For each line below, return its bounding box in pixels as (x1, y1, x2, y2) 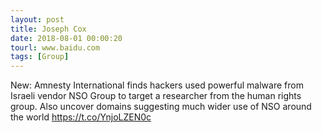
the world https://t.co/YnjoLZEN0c (10, 111, 152, 123)
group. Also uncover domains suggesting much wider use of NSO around (10, 101, 312, 113)
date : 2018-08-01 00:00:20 (10, 33, 123, 43)
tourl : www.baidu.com (10, 42, 101, 53)
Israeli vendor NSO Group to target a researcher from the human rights (10, 90, 302, 102)
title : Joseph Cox (10, 24, 87, 34)
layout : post (10, 14, 65, 25)
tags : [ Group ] (10, 52, 70, 62)
